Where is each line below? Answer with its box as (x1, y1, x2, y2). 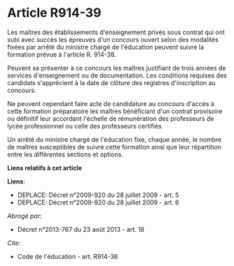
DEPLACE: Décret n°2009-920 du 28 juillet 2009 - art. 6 (17, 198, 180, 207)
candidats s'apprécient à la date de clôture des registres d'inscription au (7, 78, 216, 87)
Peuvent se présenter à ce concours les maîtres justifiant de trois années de (7, 64, 226, 72)
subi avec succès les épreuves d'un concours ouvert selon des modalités (7, 35, 219, 43)
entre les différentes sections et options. (7, 150, 124, 158)
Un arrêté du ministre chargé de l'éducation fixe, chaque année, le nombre (7, 135, 222, 144)
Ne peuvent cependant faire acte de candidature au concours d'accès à (7, 99, 214, 108)
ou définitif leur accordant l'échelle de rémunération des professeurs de (7, 114, 214, 123)
